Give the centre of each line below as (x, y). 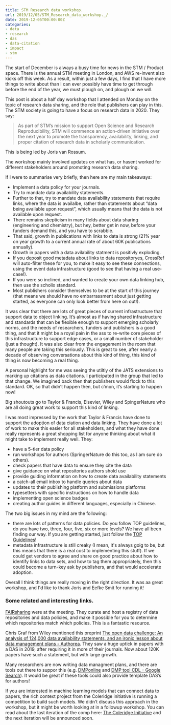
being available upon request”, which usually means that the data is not (87, 209)
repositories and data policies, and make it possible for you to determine (81, 617)
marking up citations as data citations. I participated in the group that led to (84, 376)
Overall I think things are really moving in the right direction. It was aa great (84, 582)
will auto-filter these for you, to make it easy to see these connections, (87, 263)
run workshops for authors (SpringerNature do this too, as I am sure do (87, 454)
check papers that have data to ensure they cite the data (72, 465)
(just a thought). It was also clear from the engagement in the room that (80, 344)
